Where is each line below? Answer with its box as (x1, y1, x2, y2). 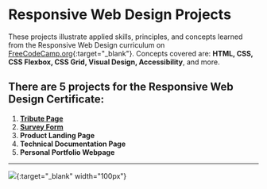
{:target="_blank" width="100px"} (16, 171, 127, 180)
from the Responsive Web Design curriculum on (8, 40, 165, 49)
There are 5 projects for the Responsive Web (8, 80, 234, 94)
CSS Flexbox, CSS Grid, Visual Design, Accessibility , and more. (8, 57, 220, 67)
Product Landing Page (19, 130, 95, 140)
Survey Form (19, 121, 64, 132)
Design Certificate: (8, 93, 105, 106)
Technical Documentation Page (19, 139, 126, 148)
